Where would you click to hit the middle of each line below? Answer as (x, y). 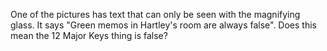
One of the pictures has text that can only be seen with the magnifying (155, 14)
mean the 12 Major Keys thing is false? (89, 35)
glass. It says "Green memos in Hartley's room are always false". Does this (163, 25)
